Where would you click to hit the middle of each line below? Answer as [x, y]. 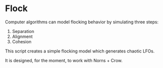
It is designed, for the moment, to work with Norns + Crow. [64, 60]
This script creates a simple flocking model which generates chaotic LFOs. [80, 51]
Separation [23, 31]
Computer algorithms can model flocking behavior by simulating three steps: [82, 22]
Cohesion [22, 41]
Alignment [22, 36]
